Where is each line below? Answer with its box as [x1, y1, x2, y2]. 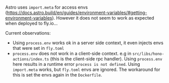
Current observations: [5, 30, 51, 36]
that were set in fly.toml [12, 45, 65, 51]
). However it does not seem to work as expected [52, 15, 154, 21]
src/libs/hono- [132, 51, 164, 56]
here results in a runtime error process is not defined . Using [12, 61, 140, 67]
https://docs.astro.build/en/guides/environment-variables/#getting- [7, 10, 147, 16]
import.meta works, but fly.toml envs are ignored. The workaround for [12, 66, 160, 72]
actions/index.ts [12, 57, 49, 62]
